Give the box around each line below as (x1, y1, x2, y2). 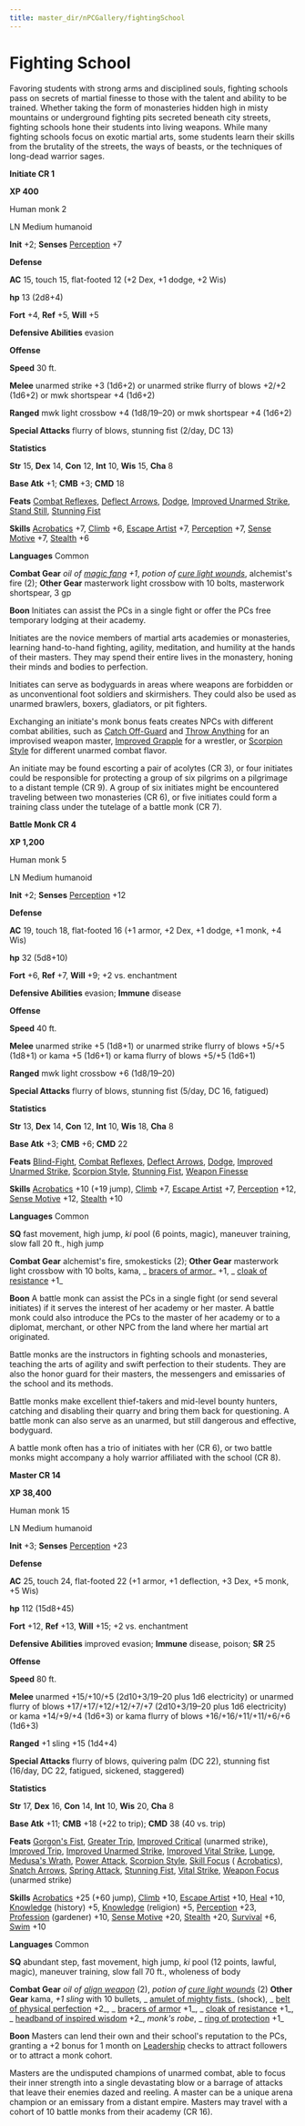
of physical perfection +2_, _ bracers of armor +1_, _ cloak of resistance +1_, (9, 2003, 294, 2014)
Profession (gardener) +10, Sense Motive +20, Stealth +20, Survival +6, (9, 1911, 278, 1922)
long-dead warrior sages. (9, 150, 105, 161)
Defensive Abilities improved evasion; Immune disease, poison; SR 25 (9, 1638, 276, 1649)
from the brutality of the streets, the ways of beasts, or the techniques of (9, 140, 283, 151)
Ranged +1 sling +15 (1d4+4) (9, 1737, 117, 1749)
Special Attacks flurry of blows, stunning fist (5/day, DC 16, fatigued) (9, 1085, 269, 1096)
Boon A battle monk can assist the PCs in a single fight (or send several (9, 1293, 278, 1303)
